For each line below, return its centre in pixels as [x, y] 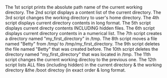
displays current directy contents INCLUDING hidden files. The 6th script [80, 28]
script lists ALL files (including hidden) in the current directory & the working [83, 65]
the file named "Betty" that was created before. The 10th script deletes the [82, 49]
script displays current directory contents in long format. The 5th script [78, 23]
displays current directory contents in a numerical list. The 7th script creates [83, 33]
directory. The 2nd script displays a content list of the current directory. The [83, 12]
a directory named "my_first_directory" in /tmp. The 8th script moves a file [81, 39]
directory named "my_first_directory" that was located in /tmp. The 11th [78, 54]
